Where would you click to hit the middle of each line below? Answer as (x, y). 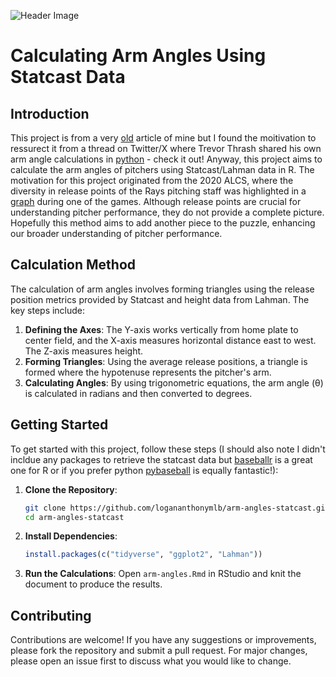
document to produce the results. (93, 584)
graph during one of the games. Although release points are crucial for (156, 201)
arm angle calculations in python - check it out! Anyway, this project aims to (166, 159)
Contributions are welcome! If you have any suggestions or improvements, (163, 640)
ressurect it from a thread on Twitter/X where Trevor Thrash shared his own (166, 148)
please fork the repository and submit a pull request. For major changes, (159, 651)
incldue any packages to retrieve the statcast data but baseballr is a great (161, 459)
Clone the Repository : (71, 489)
